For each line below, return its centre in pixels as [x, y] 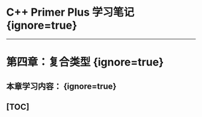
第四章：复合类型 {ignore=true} [85, 62]
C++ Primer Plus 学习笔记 [70, 12]
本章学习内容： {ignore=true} [62, 86]
